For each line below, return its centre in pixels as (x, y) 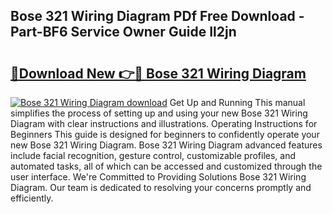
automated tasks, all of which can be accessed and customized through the (166, 166)
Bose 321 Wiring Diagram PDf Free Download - (157, 16)
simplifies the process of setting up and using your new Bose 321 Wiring (159, 113)
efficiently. (32, 198)
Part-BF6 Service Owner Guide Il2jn (123, 32)
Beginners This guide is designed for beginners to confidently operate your (165, 134)
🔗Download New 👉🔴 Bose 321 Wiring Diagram (158, 73)
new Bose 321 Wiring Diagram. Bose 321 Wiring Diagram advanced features (166, 145)
